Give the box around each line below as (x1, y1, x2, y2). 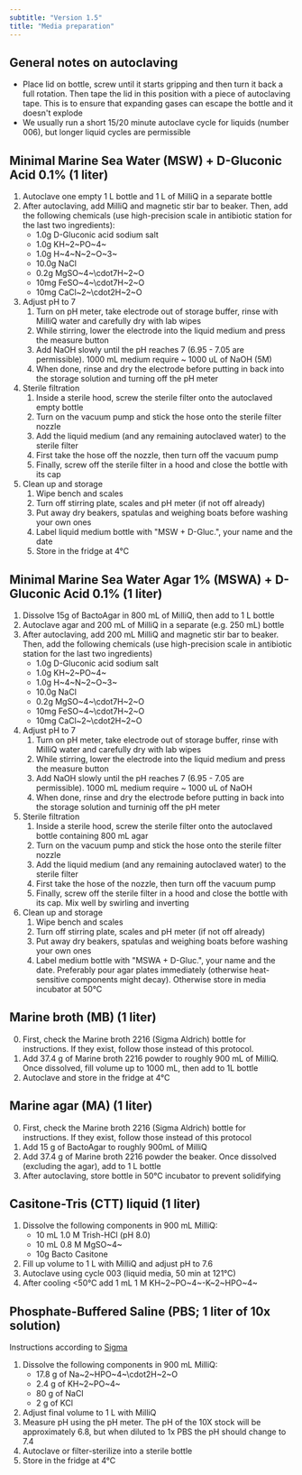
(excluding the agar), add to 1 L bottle (22, 1160, 161, 1171)
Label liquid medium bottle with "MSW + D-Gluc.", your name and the (35, 527, 293, 538)
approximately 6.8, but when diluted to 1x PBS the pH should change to (22, 1426, 287, 1437)
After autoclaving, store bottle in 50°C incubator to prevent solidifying (22, 1170, 281, 1181)
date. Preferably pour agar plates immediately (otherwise (35, 964, 248, 975)
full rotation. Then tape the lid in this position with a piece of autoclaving (22, 88, 291, 99)
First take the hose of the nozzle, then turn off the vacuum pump (35, 878, 277, 889)
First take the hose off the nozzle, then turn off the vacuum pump (35, 450, 279, 461)
